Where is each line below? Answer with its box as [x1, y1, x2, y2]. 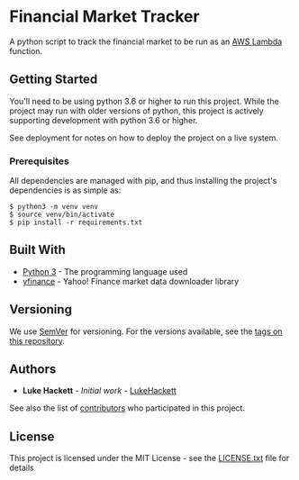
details [9, 462, 34, 474]
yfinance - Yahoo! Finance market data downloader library [22, 276, 240, 286]
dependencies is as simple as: [9, 185, 122, 195]
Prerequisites [9, 155, 69, 168]
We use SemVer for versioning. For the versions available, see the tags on [9, 326, 283, 337]
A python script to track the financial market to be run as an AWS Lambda [9, 36, 283, 47]
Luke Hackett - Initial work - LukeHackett [22, 385, 177, 396]
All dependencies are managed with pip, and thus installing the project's [9, 176, 277, 186]
